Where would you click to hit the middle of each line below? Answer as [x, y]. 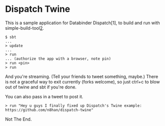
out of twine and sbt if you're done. [41, 87]
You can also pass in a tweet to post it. [44, 96]
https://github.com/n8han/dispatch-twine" [49, 110]
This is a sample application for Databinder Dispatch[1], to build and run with [82, 23]
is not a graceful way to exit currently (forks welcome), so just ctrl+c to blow [82, 82]
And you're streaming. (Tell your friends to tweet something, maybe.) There [82, 76]
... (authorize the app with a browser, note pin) [58, 59]
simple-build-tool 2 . [25, 28]
